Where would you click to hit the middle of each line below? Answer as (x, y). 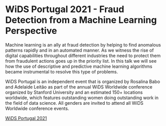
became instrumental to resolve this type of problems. (62, 71)
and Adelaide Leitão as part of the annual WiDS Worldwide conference (79, 87)
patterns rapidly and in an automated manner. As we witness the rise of (80, 50)
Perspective (31, 31)
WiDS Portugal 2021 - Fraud (65, 9)
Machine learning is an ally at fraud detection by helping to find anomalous (83, 45)
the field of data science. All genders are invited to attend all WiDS (74, 103)
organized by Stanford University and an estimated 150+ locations (74, 92)
